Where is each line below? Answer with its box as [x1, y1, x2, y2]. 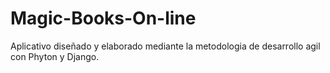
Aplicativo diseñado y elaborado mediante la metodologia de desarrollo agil [10, 40, 321, 52]
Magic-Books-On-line [10, 7, 197, 30]
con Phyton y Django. [10, 50, 100, 62]
